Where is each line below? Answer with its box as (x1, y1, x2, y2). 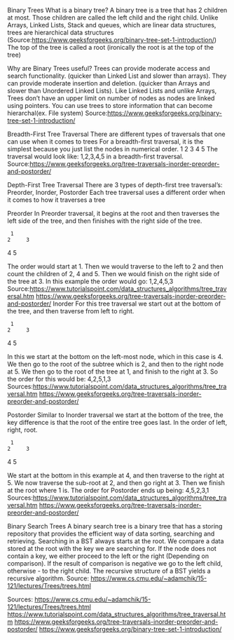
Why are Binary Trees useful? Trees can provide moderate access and (7, 64, 210, 72)
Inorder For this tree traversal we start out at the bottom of (52, 299, 221, 308)
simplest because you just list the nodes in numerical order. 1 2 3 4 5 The (7, 145, 219, 153)
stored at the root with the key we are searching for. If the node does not (7, 545, 217, 552)
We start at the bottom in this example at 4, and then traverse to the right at (7, 471, 225, 479)
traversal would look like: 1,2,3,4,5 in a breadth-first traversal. (7, 152, 184, 161)
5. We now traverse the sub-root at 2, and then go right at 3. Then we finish (7, 479, 226, 486)
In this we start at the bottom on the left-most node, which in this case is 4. (7, 353, 223, 360)
